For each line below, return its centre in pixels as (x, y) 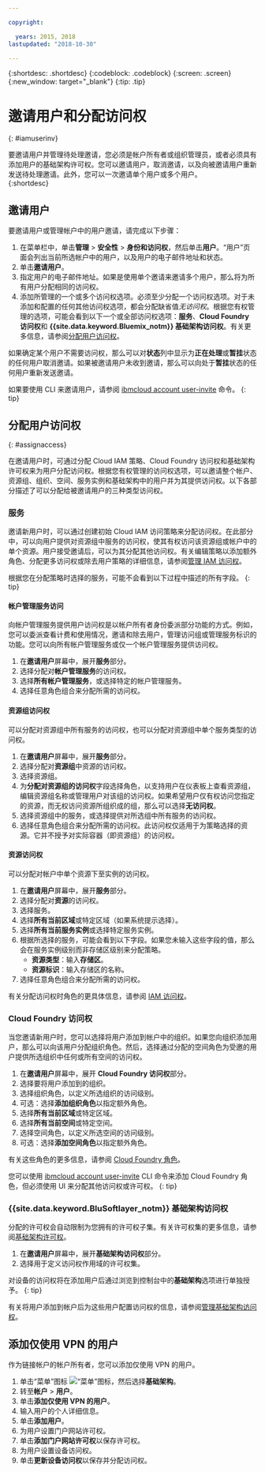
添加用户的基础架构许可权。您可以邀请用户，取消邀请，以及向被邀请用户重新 (132, 165)
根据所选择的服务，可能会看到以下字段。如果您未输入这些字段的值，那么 (137, 939)
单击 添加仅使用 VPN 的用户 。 (67, 1401)
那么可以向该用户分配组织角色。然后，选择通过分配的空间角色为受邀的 (136, 1047)
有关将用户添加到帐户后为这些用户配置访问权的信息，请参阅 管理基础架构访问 (132, 1307)
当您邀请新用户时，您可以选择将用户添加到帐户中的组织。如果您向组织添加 (129, 1037)
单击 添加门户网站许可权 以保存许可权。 (82, 1440)
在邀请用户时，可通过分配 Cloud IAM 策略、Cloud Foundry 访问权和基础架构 (132, 461)
